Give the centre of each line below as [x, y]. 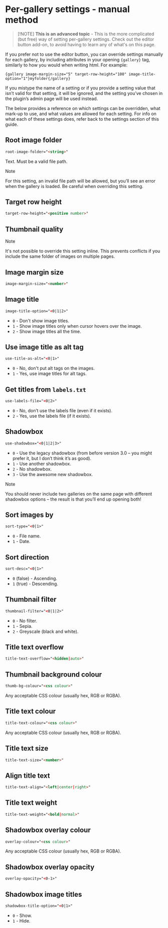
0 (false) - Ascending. [35, 578]
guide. [12, 124]
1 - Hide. [21, 920]
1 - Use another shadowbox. [42, 463]
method [22, 20]
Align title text [28, 775]
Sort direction [27, 557]
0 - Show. [22, 915]
